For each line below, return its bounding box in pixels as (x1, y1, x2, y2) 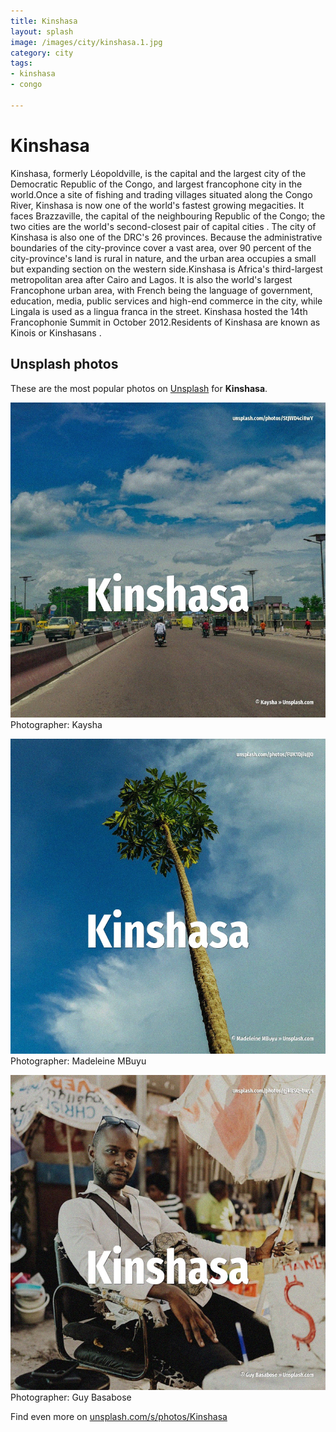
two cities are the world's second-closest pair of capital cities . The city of (10, 220, 317, 232)
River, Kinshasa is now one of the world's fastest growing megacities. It (10, 199, 305, 211)
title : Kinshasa (10, 16, 78, 26)
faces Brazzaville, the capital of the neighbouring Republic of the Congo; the (10, 210, 326, 222)
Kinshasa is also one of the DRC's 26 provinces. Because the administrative (10, 231, 323, 243)
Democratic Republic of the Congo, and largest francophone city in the (10, 178, 303, 190)
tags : (10, 58, 33, 69)
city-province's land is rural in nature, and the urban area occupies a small (10, 252, 317, 264)
